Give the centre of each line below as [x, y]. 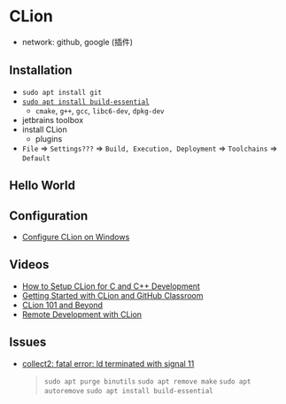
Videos [29, 264]
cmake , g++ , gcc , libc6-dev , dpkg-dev [100, 110]
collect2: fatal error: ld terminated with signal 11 [108, 363]
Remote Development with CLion [82, 314]
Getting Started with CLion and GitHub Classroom [112, 295]
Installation [41, 70]
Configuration [49, 216]
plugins [49, 138]
